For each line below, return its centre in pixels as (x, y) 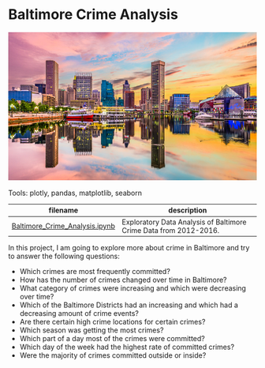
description (188, 210)
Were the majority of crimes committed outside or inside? (113, 355)
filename (63, 210)
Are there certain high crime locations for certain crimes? (112, 322)
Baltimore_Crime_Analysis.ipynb (63, 226)
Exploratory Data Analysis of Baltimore (184, 222)
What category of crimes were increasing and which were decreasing (133, 288)
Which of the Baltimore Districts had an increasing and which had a (129, 305)
